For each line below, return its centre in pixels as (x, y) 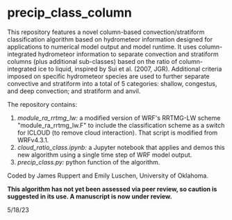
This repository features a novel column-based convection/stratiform (106, 32)
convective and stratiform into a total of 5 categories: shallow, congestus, (112, 83)
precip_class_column (69, 13)
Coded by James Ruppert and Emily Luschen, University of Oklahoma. (108, 176)
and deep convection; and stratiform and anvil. (74, 91)
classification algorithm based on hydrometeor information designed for (110, 39)
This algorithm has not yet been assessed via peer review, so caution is (112, 189)
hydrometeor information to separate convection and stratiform (128, 54)
